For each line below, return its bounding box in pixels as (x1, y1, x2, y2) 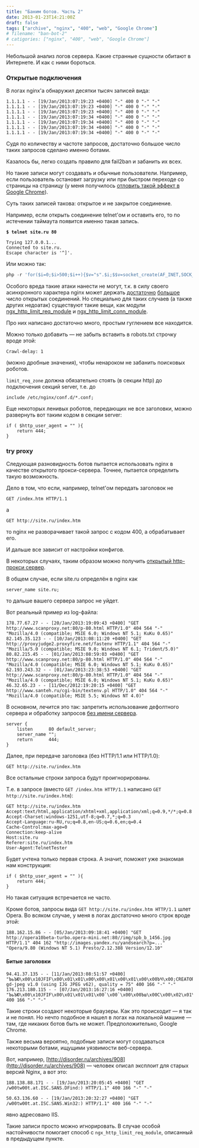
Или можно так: (6, 261, 46, 268)
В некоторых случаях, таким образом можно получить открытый (6, 557, 172, 565)
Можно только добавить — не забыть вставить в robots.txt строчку (6, 331, 176, 338)
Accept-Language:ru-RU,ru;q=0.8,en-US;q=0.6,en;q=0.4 (6, 819, 142, 825)
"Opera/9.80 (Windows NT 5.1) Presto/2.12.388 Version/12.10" (6, 945, 163, 952)
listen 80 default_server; (17, 727, 97, 732)
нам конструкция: (6, 862, 52, 869)
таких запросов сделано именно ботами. (6, 147, 111, 154)
